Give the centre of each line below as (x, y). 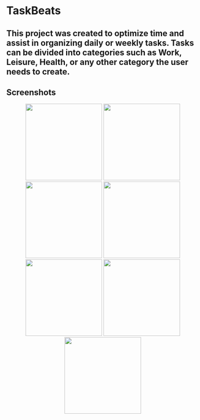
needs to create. (38, 71)
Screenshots (31, 92)
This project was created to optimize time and (95, 33)
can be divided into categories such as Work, (94, 52)
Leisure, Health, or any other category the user (97, 62)
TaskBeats (34, 11)
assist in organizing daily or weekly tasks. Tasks (100, 43)
